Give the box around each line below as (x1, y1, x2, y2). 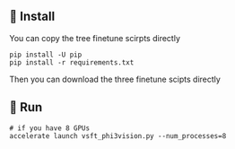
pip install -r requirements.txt (9, 57, 135, 67)
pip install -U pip (9, 50, 83, 59)
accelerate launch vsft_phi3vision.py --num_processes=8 (9, 131, 227, 140)
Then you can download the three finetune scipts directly (9, 74, 222, 84)
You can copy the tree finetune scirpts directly (9, 32, 181, 43)
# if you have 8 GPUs (9, 123, 91, 133)
